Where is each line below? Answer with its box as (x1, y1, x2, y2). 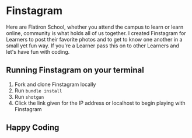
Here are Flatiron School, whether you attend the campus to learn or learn (6, 23, 184, 30)
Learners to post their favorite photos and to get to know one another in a (6, 36, 183, 43)
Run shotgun (14, 93, 44, 100)
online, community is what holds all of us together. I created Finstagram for (6, 29, 187, 36)
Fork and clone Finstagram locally (14, 81, 96, 88)
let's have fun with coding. (6, 48, 70, 55)
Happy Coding (6, 123, 60, 133)
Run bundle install (14, 87, 62, 94)
